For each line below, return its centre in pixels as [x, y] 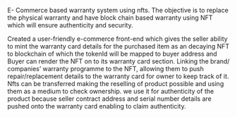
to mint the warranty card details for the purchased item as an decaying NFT [119, 46]
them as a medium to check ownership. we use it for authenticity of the [111, 91]
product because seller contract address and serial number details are [109, 99]
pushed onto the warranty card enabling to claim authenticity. [97, 106]
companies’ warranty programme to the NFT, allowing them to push [106, 69]
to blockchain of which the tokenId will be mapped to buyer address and [112, 54]
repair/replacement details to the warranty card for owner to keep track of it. [118, 76]
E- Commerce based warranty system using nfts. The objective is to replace [118, 10]
